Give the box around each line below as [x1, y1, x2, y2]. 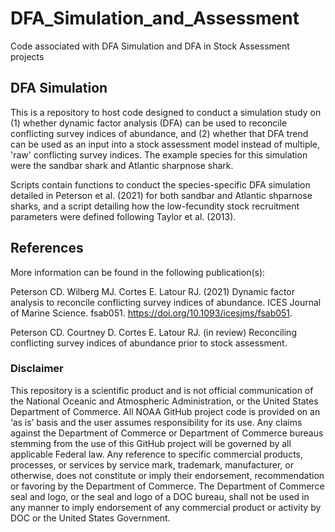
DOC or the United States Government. [10, 512, 171, 524]
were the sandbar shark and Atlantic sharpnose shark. [10, 159, 234, 171]
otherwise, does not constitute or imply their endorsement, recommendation [10, 469, 325, 481]
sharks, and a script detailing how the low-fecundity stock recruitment [10, 200, 300, 212]
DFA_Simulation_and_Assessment [10, 7, 300, 30]
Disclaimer [10, 362, 64, 376]
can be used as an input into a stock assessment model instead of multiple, [10, 138, 321, 150]
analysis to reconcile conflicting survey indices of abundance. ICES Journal [10, 296, 322, 308]
